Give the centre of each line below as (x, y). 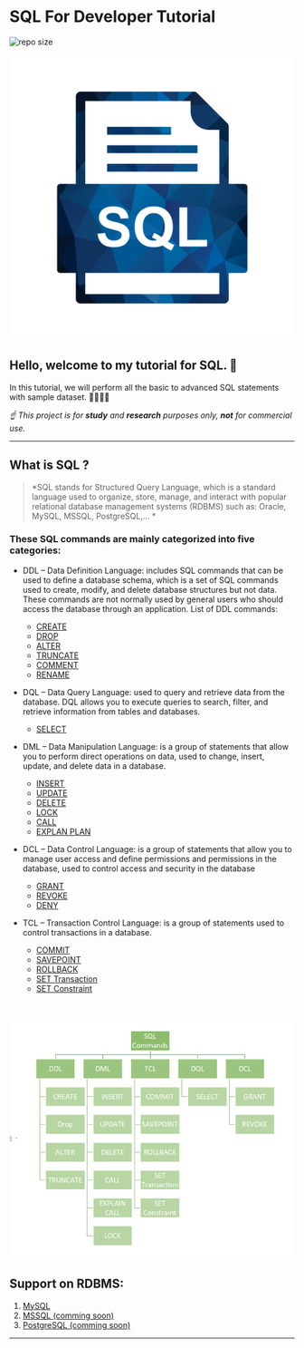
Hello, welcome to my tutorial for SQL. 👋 (123, 366)
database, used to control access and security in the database (139, 868)
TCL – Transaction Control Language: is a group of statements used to (153, 923)
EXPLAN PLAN (63, 831)
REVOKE (52, 896)
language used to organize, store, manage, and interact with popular (159, 497)
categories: (35, 550)
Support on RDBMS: (66, 1284)
